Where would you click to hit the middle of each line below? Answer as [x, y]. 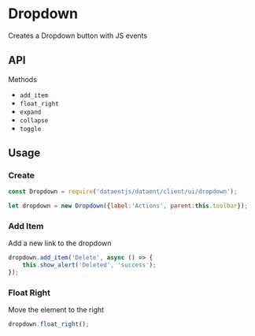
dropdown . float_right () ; [49, 324]
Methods [23, 79]
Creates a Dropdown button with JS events [78, 35]
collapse [34, 120]
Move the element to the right [56, 310]
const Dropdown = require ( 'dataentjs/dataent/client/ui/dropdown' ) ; [123, 192]
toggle [30, 129]
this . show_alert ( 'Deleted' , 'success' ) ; [89, 265]
